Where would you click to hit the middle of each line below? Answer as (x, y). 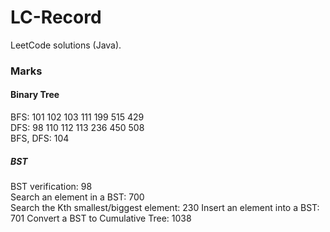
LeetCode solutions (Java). (66, 45)
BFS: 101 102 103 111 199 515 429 (77, 117)
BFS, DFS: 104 (40, 138)
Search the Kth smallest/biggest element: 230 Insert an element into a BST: (165, 208)
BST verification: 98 (51, 187)
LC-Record (56, 17)
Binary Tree (35, 95)
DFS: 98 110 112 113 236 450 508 (77, 128)
